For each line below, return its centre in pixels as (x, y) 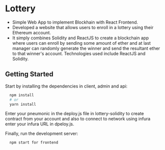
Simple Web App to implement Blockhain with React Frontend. (75, 22)
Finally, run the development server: (42, 134)
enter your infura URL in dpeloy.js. (40, 124)
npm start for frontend (34, 143)
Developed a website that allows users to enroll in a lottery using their (83, 27)
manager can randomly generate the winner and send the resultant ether (86, 48)
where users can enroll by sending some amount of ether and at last (82, 43)
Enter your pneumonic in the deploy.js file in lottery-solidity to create (75, 114)
